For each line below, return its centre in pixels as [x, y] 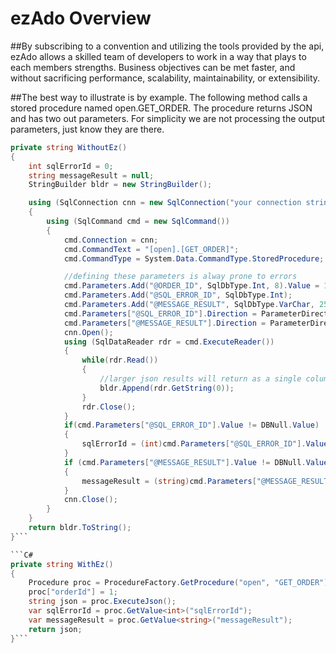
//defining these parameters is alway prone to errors [180, 277]
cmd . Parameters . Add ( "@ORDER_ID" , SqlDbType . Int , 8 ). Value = [191, 286]
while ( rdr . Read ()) [120, 360]
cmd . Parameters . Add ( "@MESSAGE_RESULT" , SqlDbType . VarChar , [189, 305]
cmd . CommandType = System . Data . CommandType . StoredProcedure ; [194, 258]
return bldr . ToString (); [80, 528]
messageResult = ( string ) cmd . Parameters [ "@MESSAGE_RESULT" [207, 481]
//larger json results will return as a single [200, 379]
